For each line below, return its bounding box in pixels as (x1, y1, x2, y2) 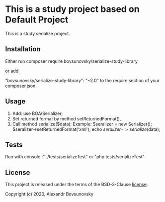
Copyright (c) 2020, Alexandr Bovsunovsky (5, 191, 93, 197)
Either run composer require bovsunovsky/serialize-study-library (5, 58, 138, 64)
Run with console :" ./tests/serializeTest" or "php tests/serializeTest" (5, 154, 145, 160)
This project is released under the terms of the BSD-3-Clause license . (5, 182, 148, 188)
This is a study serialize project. (5, 30, 71, 36)
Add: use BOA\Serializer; (12, 110, 63, 116)
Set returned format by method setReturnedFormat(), (12, 115, 121, 121)
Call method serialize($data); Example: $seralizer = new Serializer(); (12, 121, 153, 127)
